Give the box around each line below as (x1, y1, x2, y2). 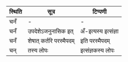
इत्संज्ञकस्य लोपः (80, 47, 115, 54)
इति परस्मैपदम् (80, 37, 110, 45)
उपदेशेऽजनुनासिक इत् (27, 27, 74, 35)
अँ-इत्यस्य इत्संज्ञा (80, 27, 119, 35)
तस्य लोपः (27, 47, 49, 54)
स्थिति (9, 8, 22, 15)
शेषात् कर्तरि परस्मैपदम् (27, 37, 75, 45)
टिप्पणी (92, 8, 107, 15)
